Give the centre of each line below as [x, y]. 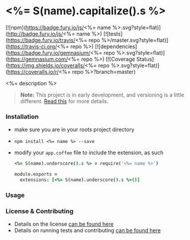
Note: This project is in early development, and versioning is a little [102, 95]
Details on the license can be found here [64, 224]
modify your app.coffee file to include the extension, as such [89, 152]
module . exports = [36, 174]
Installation [22, 116]
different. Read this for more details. [64, 101]
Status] [145, 59]
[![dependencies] [116, 46]
